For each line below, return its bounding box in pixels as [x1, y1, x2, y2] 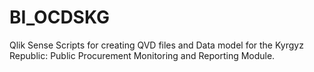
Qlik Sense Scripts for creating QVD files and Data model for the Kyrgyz [9, 39, 304, 51]
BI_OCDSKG [9, 6, 110, 29]
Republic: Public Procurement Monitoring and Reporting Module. [9, 49, 276, 61]
